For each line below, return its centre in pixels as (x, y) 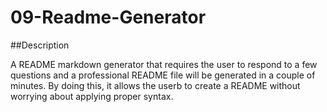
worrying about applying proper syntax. (92, 96)
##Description (40, 45)
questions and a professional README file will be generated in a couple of (163, 75)
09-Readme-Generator (108, 17)
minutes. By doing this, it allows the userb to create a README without (155, 85)
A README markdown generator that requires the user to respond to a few (164, 64)
